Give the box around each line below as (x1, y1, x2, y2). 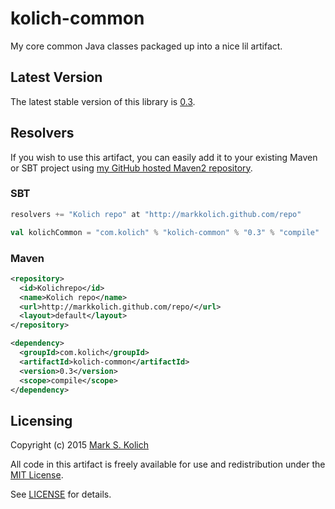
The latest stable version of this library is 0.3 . (10, 95, 196, 107)
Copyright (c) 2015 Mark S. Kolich (10, 439, 149, 451)
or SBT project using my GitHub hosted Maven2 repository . (10, 162, 253, 174)
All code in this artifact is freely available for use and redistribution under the (10, 458, 326, 471)
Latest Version (10, 69, 103, 86)
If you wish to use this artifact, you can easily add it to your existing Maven (10, 151, 318, 163)
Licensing (10, 412, 73, 429)
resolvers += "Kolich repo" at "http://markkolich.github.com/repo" (10, 209, 302, 219)
